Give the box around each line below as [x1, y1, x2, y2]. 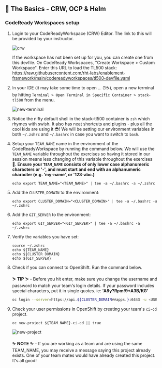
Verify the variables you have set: [12, 234, 79, 239]
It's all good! [12, 357, 37, 363]
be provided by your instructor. [12, 35, 74, 41]
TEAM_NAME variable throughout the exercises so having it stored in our [12, 151, 150, 157]
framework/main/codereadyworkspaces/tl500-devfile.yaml [12, 75, 131, 81]
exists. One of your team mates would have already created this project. [12, 352, 156, 358]
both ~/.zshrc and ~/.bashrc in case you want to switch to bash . [12, 131, 140, 137]
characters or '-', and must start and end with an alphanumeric [12, 166, 141, 172]
